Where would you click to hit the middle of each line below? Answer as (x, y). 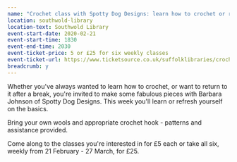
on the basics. (28, 108)
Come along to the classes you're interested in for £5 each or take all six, (114, 143)
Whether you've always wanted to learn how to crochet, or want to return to (117, 86)
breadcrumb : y (28, 66)
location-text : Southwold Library (58, 27)
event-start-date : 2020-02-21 (52, 33)
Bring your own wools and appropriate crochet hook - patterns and (105, 122)
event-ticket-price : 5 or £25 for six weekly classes (88, 54)
